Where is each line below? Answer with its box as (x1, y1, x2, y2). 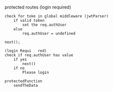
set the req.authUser (22, 22, 67, 27)
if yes (13, 57, 27, 62)
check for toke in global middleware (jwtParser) (4, 14, 109, 19)
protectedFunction (4, 79, 42, 84)
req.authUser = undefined (22, 31, 76, 36)
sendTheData (13, 83, 38, 88)
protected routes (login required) (4, 4, 71, 10)
